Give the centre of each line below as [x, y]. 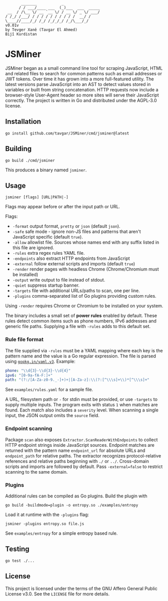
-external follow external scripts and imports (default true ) [74, 264]
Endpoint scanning [29, 429]
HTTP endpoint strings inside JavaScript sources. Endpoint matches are [80, 445]
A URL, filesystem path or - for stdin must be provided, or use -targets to [81, 399]
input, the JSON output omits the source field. [52, 415]
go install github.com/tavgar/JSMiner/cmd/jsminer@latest [67, 133]
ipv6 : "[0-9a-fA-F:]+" [29, 375]
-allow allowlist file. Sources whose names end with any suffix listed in [86, 242]
